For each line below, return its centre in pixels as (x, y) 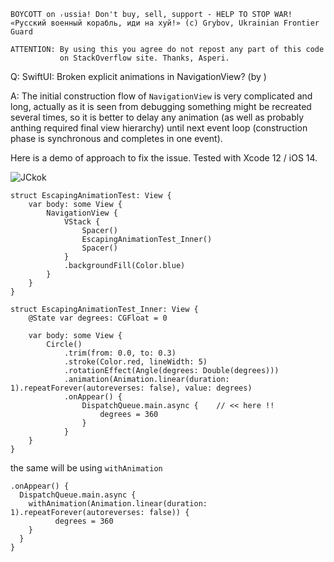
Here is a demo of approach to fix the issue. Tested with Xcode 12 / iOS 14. (164, 158)
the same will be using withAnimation (86, 468)
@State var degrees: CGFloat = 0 (98, 318)
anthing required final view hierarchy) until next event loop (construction (159, 128)
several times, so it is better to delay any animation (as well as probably (157, 117)
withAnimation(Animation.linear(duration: (118, 504)
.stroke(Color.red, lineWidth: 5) (135, 362)
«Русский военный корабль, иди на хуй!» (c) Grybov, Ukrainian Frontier (165, 23)
